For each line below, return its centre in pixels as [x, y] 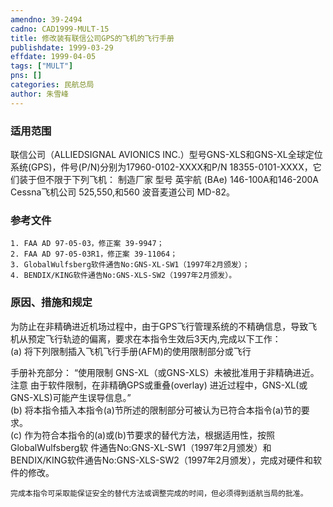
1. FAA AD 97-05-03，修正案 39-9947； [87, 244]
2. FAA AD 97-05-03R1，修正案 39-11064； [94, 254]
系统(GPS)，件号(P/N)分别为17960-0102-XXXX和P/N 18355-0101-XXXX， [161, 167]
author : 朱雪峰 [39, 94]
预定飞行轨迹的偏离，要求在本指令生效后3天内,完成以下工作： [154, 338]
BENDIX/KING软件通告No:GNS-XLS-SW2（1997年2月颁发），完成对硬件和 [162, 460]
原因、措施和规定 [51, 303]
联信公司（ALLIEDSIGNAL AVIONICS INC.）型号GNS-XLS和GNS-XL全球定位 [166, 154]
